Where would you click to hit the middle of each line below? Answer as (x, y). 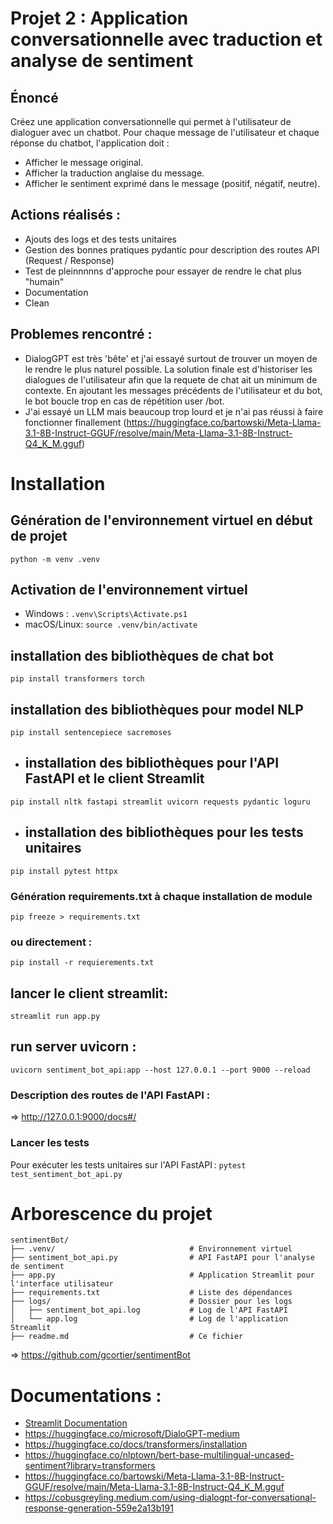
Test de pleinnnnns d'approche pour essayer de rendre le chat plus (163, 271)
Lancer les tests (50, 1143)
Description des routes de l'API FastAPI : (110, 1095)
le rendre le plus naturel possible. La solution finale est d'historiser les (168, 369)
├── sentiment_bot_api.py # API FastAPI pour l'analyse (162, 1258)
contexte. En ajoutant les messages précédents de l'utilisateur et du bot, (173, 390)
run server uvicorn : (73, 1047)
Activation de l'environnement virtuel (129, 590)
